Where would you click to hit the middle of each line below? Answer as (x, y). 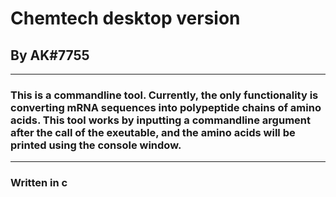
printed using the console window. (96, 145)
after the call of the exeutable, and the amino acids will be (153, 132)
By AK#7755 (50, 55)
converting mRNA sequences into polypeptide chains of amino (166, 107)
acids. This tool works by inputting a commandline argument (160, 120)
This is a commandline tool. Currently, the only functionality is (164, 95)
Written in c (39, 183)
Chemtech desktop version (125, 18)
